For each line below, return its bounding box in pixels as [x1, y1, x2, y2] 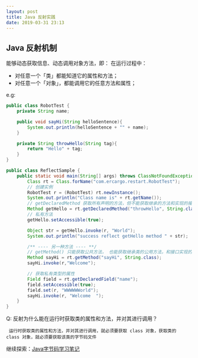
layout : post [6, 8, 38, 15]
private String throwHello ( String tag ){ [16, 140, 117, 146]
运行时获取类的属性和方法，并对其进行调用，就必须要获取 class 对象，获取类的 [8, 328, 177, 334]
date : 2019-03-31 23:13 [6, 19, 65, 25]
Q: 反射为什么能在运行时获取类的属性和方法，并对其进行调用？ [6, 315, 158, 322]
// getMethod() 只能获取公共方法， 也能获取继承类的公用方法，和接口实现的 [27, 249, 193, 255]
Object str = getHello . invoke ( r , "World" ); [27, 228, 136, 234]
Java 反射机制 [6, 42, 57, 53]
